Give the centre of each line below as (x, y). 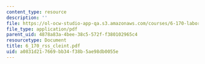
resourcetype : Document (37, 40)
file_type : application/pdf (42, 29)
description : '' (27, 18)
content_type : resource (37, 12)
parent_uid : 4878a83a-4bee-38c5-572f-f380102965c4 (72, 35)
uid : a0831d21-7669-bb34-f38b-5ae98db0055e (63, 52)
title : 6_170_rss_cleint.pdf (43, 46)
